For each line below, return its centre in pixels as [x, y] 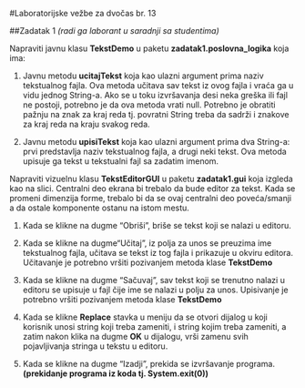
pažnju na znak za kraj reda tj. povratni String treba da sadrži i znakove [156, 114]
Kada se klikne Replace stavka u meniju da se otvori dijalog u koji [145, 317]
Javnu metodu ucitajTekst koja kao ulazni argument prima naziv [143, 76]
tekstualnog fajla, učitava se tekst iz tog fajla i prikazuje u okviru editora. [158, 253]
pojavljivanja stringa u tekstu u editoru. [95, 346]
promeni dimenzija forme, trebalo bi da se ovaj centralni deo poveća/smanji [151, 198]
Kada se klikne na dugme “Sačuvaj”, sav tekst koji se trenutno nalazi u [153, 280]
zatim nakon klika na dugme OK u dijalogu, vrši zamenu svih [135, 337]
